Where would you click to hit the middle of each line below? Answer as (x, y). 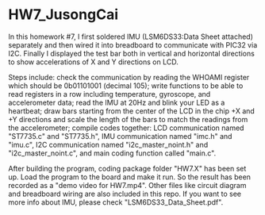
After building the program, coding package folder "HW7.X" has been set (127, 168)
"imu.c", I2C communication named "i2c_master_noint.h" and (108, 144)
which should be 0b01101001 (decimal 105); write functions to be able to (126, 86)
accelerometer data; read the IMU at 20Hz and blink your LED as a (117, 102)
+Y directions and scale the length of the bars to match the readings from (128, 119)
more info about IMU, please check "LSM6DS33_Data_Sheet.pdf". (116, 202)
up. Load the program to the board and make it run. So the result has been (130, 177)
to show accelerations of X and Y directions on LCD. (93, 62)
